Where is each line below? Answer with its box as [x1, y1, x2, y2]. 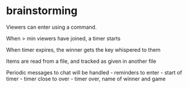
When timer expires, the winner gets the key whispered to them [6, 46, 161, 53]
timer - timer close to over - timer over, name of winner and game [6, 75, 166, 82]
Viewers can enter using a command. [6, 23, 97, 31]
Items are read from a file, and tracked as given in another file [6, 57, 157, 65]
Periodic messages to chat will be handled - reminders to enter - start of [6, 69, 182, 76]
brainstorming [6, 4, 78, 18]
